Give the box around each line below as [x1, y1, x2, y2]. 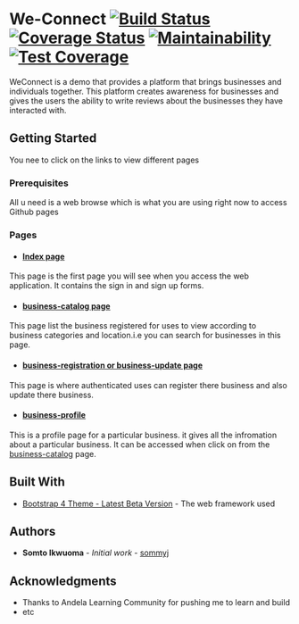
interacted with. [9, 104, 67, 115]
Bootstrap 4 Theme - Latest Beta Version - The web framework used [21, 498, 276, 509]
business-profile [21, 410, 87, 420]
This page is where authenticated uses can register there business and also [9, 379, 287, 390]
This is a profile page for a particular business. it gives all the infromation [9, 429, 278, 440]
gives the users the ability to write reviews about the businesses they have [9, 95, 284, 106]
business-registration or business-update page [21, 360, 203, 370]
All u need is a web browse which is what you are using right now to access [9, 197, 287, 208]
